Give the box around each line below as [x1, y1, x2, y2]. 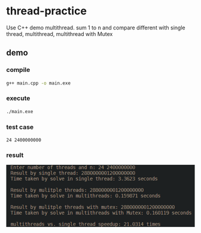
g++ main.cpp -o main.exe [6, 80, 71, 86]
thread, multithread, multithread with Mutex [6, 30, 113, 37]
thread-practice [6, 4, 87, 18]
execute [6, 94, 31, 102]
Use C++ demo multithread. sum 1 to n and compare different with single [6, 24, 185, 31]
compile [6, 66, 31, 74]
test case [6, 123, 34, 131]
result [6, 151, 24, 159]
